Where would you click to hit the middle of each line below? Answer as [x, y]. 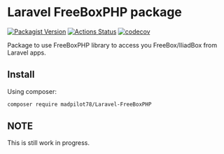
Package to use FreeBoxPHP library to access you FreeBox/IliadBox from [112, 45]
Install [21, 75]
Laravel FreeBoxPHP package [94, 12]
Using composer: [32, 91]
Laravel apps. [27, 52]
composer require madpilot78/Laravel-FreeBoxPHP [79, 104]
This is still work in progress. [48, 143]
